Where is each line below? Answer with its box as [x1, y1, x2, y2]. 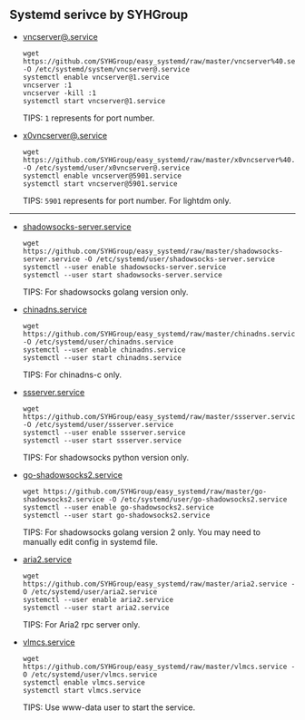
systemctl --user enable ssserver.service [22, 428, 186, 437]
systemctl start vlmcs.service [22, 686, 142, 695]
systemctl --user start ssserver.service [22, 435, 182, 445]
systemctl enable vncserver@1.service [22, 73, 170, 82]
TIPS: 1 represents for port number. [22, 112, 155, 123]
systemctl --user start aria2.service [22, 603, 170, 612]
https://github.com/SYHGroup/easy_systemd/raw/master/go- [43, 487, 268, 496]
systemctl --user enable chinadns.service [22, 345, 186, 355]
